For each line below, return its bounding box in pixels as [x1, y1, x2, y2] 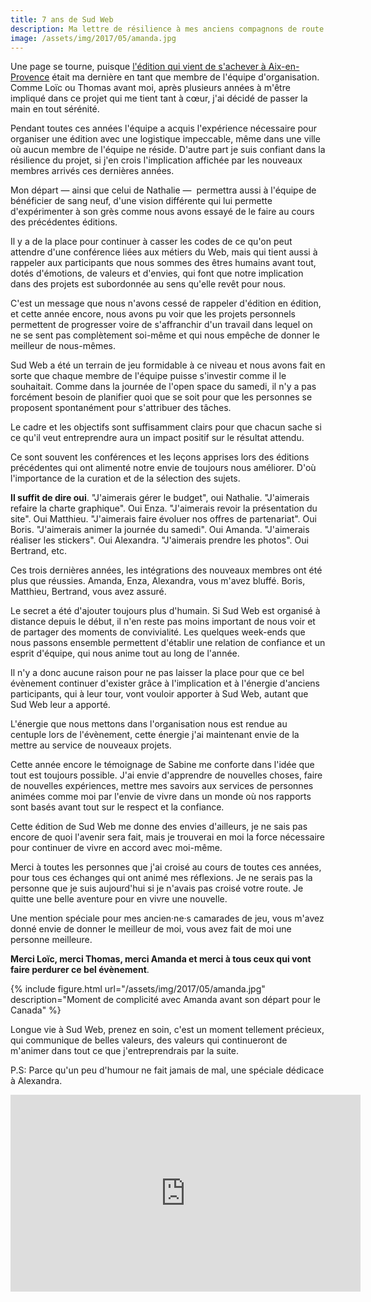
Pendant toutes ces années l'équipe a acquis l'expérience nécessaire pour [10, 122, 318, 135]
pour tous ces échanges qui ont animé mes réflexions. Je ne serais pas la [10, 872, 313, 884]
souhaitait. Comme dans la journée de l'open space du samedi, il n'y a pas [10, 381, 317, 393]
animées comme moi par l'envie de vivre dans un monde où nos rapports [10, 791, 312, 803]
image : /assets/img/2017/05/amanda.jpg [10, 33, 177, 43]
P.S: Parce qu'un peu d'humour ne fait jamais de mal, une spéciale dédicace [10, 1064, 325, 1076]
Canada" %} [10, 1004, 62, 1016]
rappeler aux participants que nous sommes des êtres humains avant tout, [10, 257, 317, 269]
